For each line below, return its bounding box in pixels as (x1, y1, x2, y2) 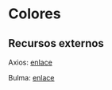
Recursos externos (8, 37, 105, 50)
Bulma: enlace (8, 73, 55, 82)
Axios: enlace (8, 57, 53, 67)
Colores (8, 5, 61, 23)
